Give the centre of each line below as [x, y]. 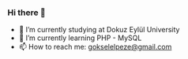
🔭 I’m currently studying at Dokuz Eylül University [99, 30]
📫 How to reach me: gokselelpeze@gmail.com [95, 47]
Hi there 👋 [27, 13]
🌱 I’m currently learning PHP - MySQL [80, 38]
